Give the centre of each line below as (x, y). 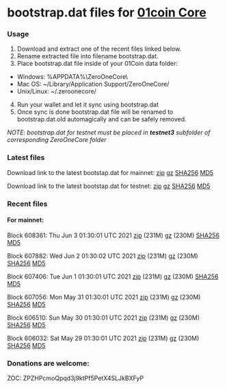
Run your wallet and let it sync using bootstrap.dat (88, 105)
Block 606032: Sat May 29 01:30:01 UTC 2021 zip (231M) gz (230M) (103, 338)
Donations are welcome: (49, 363)
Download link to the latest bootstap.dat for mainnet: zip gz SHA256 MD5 (110, 172)
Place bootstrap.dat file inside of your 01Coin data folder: (97, 64)
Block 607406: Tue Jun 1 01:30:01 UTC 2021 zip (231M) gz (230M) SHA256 (113, 276)
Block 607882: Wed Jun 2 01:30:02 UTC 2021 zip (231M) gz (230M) (103, 256)
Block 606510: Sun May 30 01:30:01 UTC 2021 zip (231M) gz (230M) (104, 318)
